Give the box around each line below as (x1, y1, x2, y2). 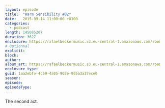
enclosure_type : (5, 67, 38, 72)
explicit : (5, 48, 26, 53)
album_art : (5, 62, 27, 67)
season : (5, 76, 21, 81)
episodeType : (5, 84, 32, 90)
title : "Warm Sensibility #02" (5, 12, 71, 17)
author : (5, 57, 21, 62)
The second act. (5, 98, 38, 104)
